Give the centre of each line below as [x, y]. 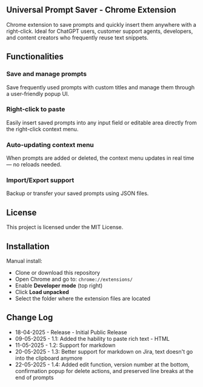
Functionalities [35, 57]
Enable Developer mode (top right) [59, 286]
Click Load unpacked [42, 292]
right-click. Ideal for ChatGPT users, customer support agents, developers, [100, 31]
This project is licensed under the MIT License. [65, 227]
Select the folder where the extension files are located [82, 299]
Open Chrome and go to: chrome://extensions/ [74, 279]
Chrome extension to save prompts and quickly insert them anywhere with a [101, 24]
